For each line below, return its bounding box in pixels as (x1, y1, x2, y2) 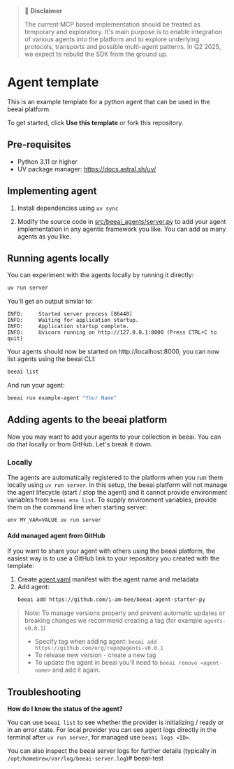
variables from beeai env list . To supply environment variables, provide (7, 495, 217, 504)
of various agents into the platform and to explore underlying (24, 35, 200, 43)
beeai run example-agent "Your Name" (7, 395, 117, 402)
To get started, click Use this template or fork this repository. (7, 118, 184, 127)
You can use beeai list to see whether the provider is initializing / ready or (7, 718, 224, 726)
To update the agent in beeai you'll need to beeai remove (34, 658, 198, 667)
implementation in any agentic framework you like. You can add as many (17, 225, 226, 233)
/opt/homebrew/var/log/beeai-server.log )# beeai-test (7, 754, 164, 762)
